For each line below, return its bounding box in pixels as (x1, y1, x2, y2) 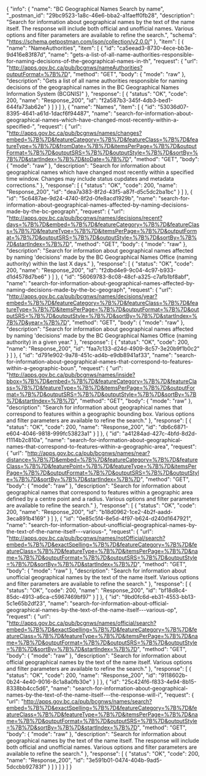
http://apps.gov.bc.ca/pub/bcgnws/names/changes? (9, 129, 142, 137)
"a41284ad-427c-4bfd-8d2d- (122, 430, 197, 437)
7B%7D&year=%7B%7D (6, 319, 67, 326)
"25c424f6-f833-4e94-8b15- (121, 678, 197, 685)
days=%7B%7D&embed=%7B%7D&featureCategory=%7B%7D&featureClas (6, 221, 200, 228)
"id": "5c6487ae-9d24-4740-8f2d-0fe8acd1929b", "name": (6, 195, 158, 202)
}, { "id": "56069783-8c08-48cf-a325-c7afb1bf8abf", (55, 273, 190, 280)
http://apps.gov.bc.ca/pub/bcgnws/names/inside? (9, 371, 135, 378)
